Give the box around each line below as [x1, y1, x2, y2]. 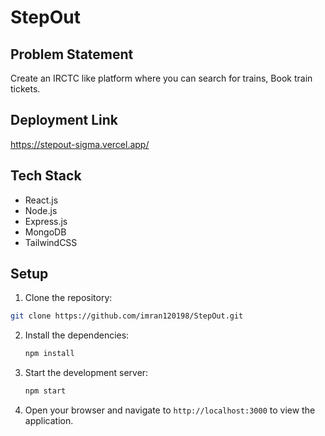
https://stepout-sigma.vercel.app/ [10, 138, 150, 150]
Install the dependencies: [24, 329, 130, 341]
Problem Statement [10, 46, 134, 63]
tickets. [10, 83, 41, 95]
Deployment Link [10, 112, 118, 129]
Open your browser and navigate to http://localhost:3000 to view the [24, 404, 316, 416]
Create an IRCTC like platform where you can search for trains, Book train [10, 72, 313, 84]
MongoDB [24, 226, 67, 238]
